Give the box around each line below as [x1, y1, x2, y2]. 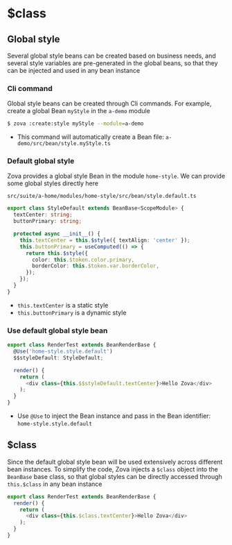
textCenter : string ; [13, 211, 73, 219]
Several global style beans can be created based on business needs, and [7, 51, 216, 60]
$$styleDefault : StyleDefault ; [13, 354, 104, 361]
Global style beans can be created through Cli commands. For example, [7, 99, 212, 108]
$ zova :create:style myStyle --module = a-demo [7, 120, 144, 127]
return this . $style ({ [25, 249, 89, 257]
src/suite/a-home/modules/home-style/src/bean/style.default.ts [7, 193, 197, 200]
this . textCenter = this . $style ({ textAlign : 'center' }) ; [19, 237, 190, 244]
